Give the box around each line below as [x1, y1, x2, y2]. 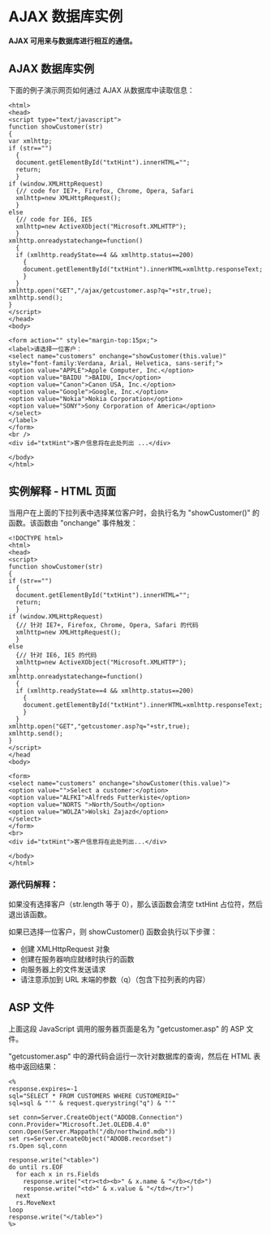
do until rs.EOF [8, 1163, 63, 1172]
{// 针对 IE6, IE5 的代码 [15, 651, 97, 659]
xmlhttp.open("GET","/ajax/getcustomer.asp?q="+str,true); [8, 286, 213, 295]
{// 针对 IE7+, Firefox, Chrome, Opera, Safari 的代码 [15, 621, 199, 629]
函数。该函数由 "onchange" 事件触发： [8, 517, 138, 527]
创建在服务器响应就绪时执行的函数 [19, 954, 135, 964]
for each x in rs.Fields [15, 1170, 100, 1178]
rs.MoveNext [15, 1198, 57, 1207]
